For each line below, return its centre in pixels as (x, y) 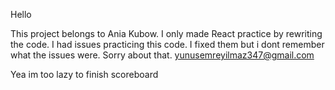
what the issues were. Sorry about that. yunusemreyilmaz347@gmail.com (162, 55)
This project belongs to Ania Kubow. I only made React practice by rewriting (166, 33)
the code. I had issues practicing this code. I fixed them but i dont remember (167, 44)
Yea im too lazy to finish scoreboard (84, 74)
